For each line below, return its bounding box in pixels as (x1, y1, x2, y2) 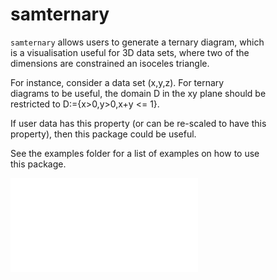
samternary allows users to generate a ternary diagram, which (10, 36, 265, 48)
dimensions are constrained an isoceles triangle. (10, 57, 210, 69)
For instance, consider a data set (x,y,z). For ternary (10, 76, 225, 88)
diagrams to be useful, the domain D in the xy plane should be (10, 87, 267, 99)
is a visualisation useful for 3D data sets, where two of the (10, 46, 250, 58)
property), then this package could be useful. (10, 128, 197, 140)
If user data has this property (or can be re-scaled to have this (10, 117, 267, 129)
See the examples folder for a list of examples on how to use (10, 147, 260, 159)
